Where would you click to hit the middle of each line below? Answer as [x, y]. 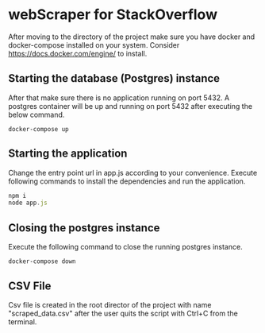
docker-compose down [42, 261]
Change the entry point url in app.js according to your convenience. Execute [133, 172]
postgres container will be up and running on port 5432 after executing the [130, 106]
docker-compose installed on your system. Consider [94, 45]
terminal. [23, 321]
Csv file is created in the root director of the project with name [110, 304]
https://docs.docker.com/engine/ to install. [78, 53]
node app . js [28, 203]
